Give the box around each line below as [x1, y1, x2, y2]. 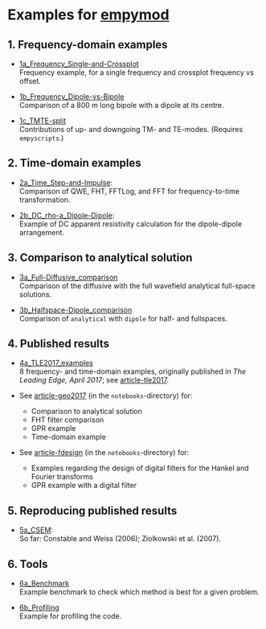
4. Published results [7, 337, 110, 351]
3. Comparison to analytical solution [7, 251, 193, 265]
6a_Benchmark [18, 578, 70, 589]
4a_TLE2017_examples [18, 358, 93, 368]
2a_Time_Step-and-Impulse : [18, 177, 113, 187]
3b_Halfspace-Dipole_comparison [18, 304, 133, 315]
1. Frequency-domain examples [7, 38, 168, 52]
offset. [18, 77, 41, 85]
